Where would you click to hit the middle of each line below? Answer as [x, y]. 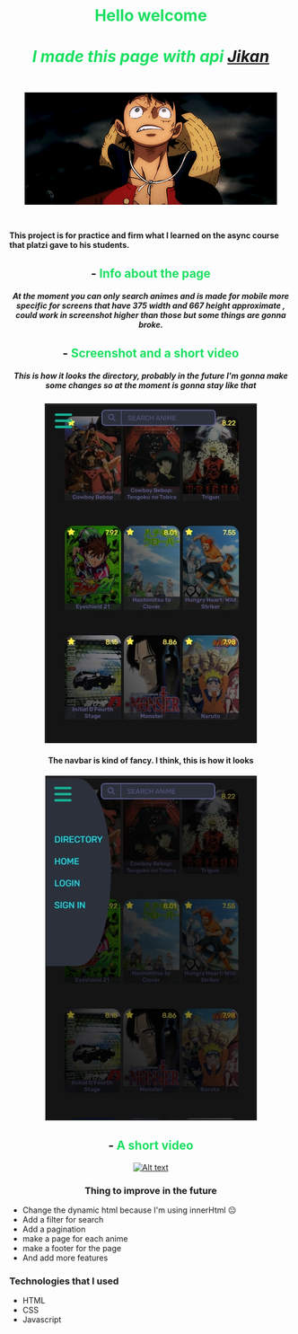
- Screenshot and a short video [151, 353]
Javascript [42, 1320]
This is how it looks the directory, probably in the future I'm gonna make [151, 376]
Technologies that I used [64, 1281]
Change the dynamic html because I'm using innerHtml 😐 [129, 1210]
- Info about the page [151, 274]
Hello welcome [151, 16]
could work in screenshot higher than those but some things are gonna [151, 315]
